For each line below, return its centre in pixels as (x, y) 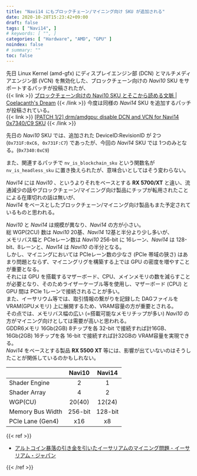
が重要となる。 (24, 269)
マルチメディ (176, 73)
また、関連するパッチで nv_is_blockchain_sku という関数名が (81, 163)
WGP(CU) (23, 401)
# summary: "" (24, 50)
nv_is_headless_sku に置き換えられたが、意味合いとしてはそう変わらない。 (98, 170)
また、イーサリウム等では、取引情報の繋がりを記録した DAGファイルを (92, 299)
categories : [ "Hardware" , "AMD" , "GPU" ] (59, 39)
